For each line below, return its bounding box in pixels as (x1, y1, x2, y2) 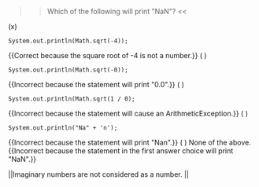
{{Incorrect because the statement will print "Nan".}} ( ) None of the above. (8, 137, 252, 147)
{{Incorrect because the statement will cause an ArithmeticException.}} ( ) (8, 109, 249, 118)
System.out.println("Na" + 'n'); (8, 124, 118, 132)
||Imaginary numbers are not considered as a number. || (8, 170, 190, 179)
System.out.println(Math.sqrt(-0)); (8, 66, 128, 74)
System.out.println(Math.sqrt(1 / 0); (8, 95, 135, 103)
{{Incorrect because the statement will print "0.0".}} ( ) (8, 80, 185, 89)
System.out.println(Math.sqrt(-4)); (8, 37, 128, 45)
